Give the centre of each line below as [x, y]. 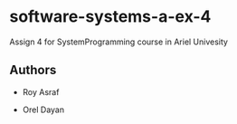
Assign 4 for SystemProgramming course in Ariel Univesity [119, 42]
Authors [33, 70]
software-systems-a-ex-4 [110, 17]
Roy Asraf [41, 91]
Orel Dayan [43, 110]
